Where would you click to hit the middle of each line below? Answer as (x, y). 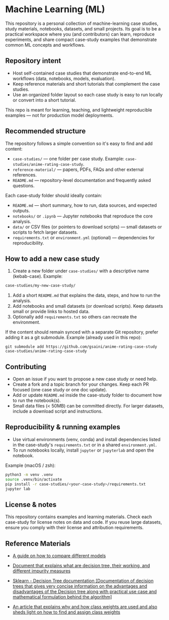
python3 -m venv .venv (29, 475)
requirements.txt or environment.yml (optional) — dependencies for (84, 237)
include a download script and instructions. (57, 411)
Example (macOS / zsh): (30, 465)
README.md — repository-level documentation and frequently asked (82, 180)
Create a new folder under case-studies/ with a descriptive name (81, 271)
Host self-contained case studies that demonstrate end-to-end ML (82, 73)
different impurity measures (41, 571)
